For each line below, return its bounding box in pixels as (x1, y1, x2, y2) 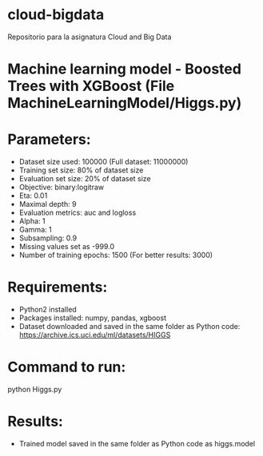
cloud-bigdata (7, 6, 105, 24)
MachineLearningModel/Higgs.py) (7, 94, 242, 113)
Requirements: (7, 278, 108, 296)
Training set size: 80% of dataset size (18, 165, 144, 175)
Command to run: (7, 358, 126, 376)
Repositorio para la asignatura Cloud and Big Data (7, 32, 172, 42)
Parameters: (7, 130, 91, 149)
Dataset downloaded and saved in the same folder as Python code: (18, 322, 241, 331)
